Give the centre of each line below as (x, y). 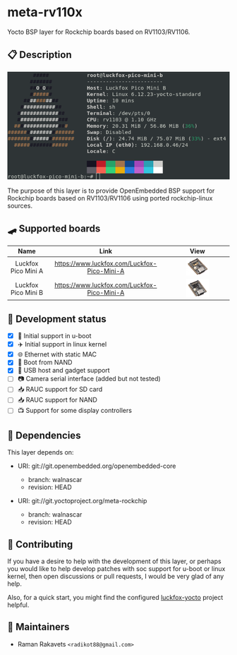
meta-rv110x (45, 12)
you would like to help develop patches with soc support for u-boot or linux (116, 569)
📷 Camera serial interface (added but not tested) (89, 379)
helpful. (18, 605)
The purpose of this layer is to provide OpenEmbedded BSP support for (111, 191)
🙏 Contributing (40, 544)
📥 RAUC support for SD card (60, 390)
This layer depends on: (41, 452)
